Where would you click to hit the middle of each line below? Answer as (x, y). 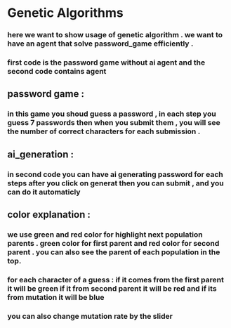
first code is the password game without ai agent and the (106, 63)
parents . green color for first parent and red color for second (113, 243)
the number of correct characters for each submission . (104, 131)
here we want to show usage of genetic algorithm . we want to (115, 35)
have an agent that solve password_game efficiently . (100, 44)
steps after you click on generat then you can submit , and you (115, 183)
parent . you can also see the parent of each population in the (114, 252)
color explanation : (49, 215)
